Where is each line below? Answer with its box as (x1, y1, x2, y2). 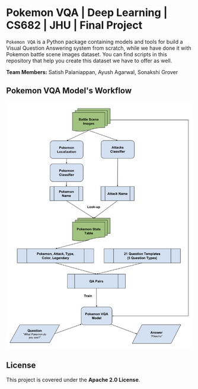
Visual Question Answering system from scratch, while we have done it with (6, 44, 191, 52)
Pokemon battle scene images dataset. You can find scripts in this (6, 50, 167, 58)
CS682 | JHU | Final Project (6, 18, 143, 32)
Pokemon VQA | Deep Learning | (6, 6, 168, 20)
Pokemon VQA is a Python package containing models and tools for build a (6, 38, 183, 45)
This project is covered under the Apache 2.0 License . (6, 376, 140, 383)
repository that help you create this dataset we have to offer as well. (6, 57, 173, 64)
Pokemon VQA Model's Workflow (6, 86, 132, 96)
